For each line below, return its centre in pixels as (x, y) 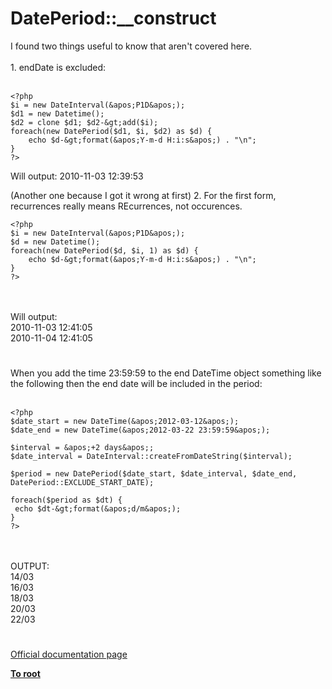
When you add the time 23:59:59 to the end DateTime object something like (166, 373)
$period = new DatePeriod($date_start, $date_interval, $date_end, (154, 474)
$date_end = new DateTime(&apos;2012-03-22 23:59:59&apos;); (140, 430)
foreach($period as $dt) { (66, 500)
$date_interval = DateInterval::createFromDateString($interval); (151, 457)
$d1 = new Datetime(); (57, 113)
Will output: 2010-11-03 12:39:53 (77, 176)
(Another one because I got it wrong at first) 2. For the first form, (143, 195)
